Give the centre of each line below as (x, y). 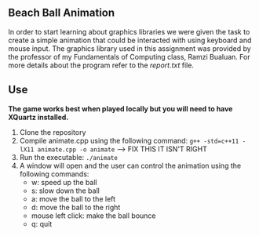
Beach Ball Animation (62, 13)
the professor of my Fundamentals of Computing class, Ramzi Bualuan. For (129, 56)
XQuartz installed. (38, 117)
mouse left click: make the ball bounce (93, 216)
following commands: (54, 174)
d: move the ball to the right (76, 207)
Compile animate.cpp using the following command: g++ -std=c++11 (129, 140)
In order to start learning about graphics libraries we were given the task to (129, 31)
